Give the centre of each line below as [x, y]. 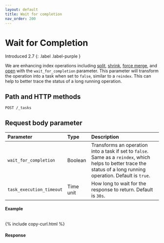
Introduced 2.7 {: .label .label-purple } [43, 56]
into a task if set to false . [120, 151]
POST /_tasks [18, 108]
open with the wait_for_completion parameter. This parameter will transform [82, 71]
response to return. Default [122, 189]
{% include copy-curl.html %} [35, 224]
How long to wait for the [119, 183]
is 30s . [98, 196]
